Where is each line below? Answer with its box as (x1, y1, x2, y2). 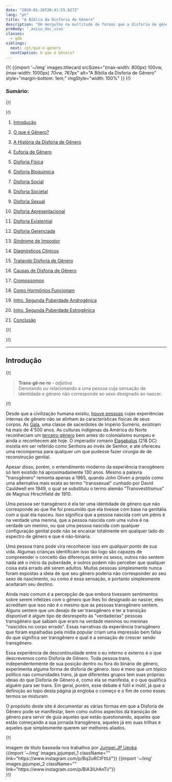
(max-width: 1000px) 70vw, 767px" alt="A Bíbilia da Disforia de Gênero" (6, 69, 157, 76)
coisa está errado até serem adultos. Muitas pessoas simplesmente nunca (6, 565, 162, 571)
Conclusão (13, 317, 36, 323)
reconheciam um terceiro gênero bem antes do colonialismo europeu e (6, 432, 155, 438)
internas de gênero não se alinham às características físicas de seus (6, 416, 150, 422)
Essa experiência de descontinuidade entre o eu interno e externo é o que (6, 649, 162, 656)
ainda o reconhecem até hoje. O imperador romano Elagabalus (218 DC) (6, 437, 157, 444)
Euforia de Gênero (13, 149, 52, 155)
